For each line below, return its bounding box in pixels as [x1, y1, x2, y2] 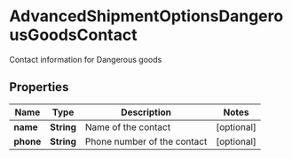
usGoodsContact [9, 25, 138, 45]
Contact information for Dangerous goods [9, 54, 162, 64]
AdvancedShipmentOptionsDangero [9, 6, 284, 26]
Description [121, 106, 171, 118]
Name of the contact [84, 121, 171, 133]
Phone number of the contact [84, 135, 208, 148]
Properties [9, 79, 69, 95]
